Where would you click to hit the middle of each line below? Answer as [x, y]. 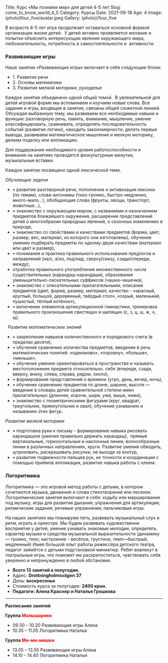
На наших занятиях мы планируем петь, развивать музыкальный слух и [82, 518]
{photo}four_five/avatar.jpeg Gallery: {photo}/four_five [61, 18]
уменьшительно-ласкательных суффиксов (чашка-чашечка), [78, 280]
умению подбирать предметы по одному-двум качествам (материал [87, 243]
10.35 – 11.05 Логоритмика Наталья [50, 630]
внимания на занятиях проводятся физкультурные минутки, [69, 155]
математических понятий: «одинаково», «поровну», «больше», [80, 353]
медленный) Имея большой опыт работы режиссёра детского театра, [80, 544]
